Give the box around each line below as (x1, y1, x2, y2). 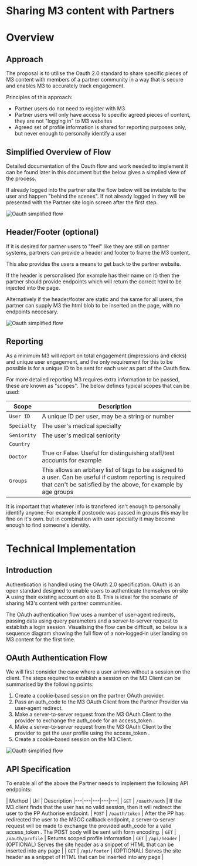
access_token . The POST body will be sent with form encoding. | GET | (6, 828, 176, 835)
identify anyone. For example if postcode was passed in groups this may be (6, 509, 189, 516)
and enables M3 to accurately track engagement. (6, 82, 125, 89)
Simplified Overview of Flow (6, 147, 111, 157)
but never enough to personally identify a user (14, 130, 127, 137)
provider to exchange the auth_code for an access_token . (14, 717, 155, 724)
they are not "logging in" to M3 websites (14, 117, 113, 124)
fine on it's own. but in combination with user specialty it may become (6, 515, 175, 522)
